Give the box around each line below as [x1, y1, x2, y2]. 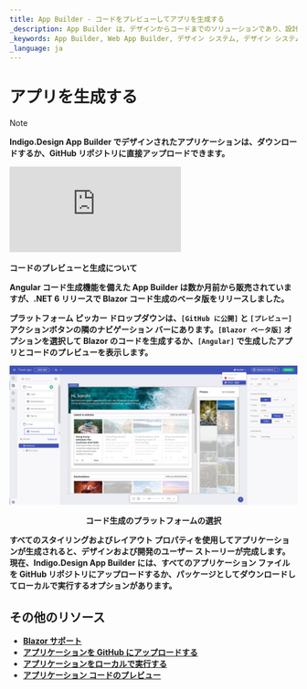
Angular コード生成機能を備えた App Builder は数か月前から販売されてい [9, 282, 284, 293]
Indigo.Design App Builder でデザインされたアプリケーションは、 [9, 137, 258, 148]
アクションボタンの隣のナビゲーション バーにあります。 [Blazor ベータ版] [9, 324, 282, 335]
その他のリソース [9, 610, 105, 625]
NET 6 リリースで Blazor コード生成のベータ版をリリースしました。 [36, 293, 290, 305]
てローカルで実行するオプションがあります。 [9, 580, 177, 591]
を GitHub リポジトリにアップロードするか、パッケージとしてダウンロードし [9, 569, 297, 579]
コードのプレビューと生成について [9, 263, 138, 274]
